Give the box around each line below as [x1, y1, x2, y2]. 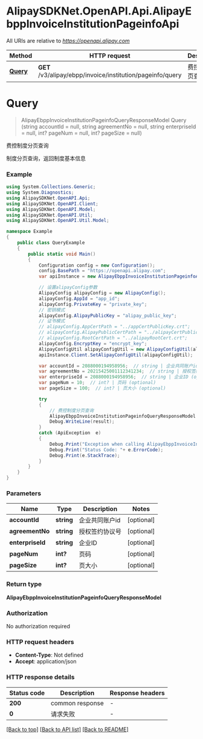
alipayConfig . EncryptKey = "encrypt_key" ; [38, 340, 147, 347]
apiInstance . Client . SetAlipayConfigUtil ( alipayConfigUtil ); [38, 352, 193, 358]
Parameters [6, 489, 41, 497]
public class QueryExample [17, 240, 85, 246]
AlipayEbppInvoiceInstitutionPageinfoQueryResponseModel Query [21, 116, 187, 123]
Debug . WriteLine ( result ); [49, 418, 115, 425]
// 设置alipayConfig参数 [38, 284, 98, 291]
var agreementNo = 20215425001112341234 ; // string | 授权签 [38, 368, 196, 374]
